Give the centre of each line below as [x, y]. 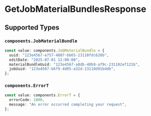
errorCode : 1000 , [27, 100]
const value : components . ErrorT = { [42, 95]
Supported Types [32, 28]
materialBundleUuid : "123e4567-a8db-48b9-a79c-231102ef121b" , [75, 64]
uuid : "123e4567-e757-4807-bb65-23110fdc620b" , [59, 55]
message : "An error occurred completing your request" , [68, 105]
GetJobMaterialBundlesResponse [75, 9]
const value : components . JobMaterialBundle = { [55, 51]
